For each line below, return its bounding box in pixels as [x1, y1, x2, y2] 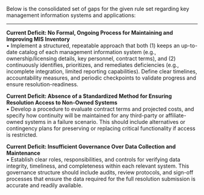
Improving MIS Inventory [6, 36, 70, 43]
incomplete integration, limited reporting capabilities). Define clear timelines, [6, 68, 197, 75]
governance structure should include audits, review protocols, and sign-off [6, 169, 194, 176]
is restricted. [6, 131, 38, 139]
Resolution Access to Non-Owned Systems [6, 99, 118, 106]
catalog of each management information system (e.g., [18, 49, 157, 55]
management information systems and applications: [6, 12, 136, 19]
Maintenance [6, 149, 41, 157]
